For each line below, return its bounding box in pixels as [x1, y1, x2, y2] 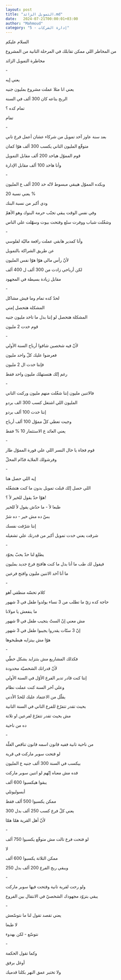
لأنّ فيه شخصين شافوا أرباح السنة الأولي [5, 343, 78, 348]
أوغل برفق [5, 960, 25, 966]
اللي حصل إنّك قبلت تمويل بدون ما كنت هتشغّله [5, 485, 91, 491]
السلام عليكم [5, 39, 29, 45]
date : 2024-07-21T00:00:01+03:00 [5, 16, 78, 21]
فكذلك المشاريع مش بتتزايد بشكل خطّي [5, 656, 78, 662]
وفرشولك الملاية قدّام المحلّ [5, 457, 57, 463]
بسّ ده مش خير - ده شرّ [5, 514, 50, 519]
